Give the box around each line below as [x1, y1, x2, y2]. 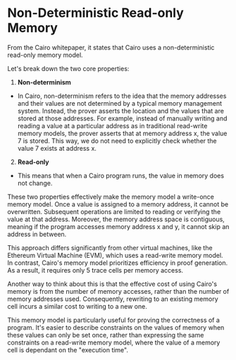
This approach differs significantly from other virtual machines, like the [7, 243, 213, 252]
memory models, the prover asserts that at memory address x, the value [17, 129, 228, 137]
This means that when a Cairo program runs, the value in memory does [17, 171, 224, 180]
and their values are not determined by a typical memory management [17, 99, 223, 107]
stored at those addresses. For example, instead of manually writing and [17, 114, 228, 123]
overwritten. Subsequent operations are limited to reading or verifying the [7, 207, 221, 216]
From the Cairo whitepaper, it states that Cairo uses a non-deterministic [7, 43, 215, 51]
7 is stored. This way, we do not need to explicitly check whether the [17, 136, 217, 145]
